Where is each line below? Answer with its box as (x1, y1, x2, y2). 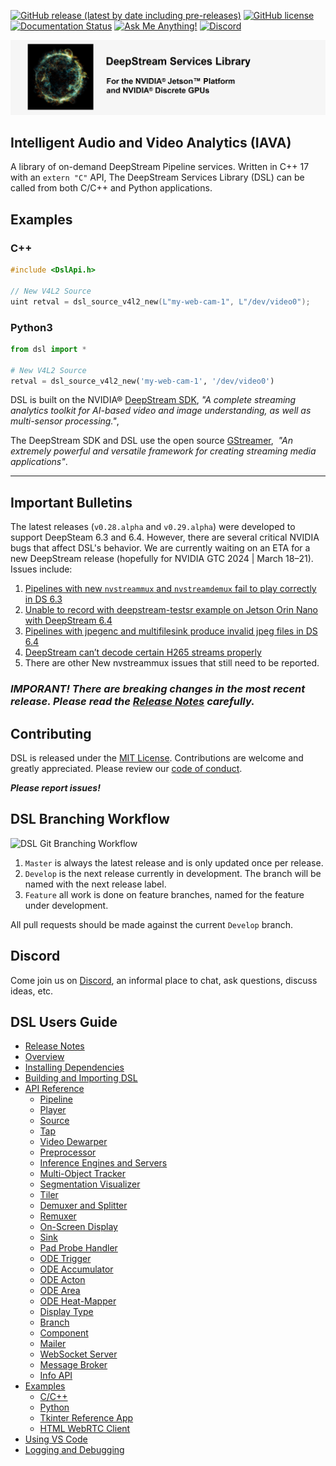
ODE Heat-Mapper (39, 1295, 117, 1307)
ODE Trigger (39, 1253, 92, 1265)
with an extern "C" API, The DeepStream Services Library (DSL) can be (10, 171, 305, 184)
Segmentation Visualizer (39, 1178, 141, 1190)
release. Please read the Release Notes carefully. (10, 695, 255, 709)
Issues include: (10, 563, 73, 575)
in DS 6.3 (24, 593, 63, 605)
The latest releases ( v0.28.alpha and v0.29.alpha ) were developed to (10, 521, 296, 533)
